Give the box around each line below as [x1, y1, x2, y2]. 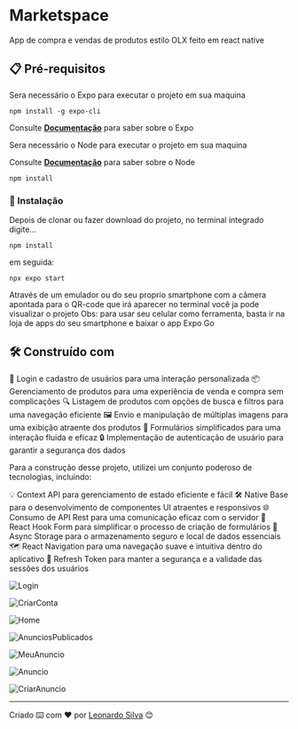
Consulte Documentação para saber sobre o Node [9, 156, 195, 167]
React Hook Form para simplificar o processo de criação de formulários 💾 [9, 521, 278, 532]
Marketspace [9, 5, 109, 26]
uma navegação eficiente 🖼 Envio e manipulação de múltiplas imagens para [9, 409, 288, 420]
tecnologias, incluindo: [9, 471, 92, 482]
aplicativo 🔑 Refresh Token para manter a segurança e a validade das [9, 553, 263, 564]
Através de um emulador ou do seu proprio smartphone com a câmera [9, 289, 267, 300]
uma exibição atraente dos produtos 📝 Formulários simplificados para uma [9, 422, 281, 432]
